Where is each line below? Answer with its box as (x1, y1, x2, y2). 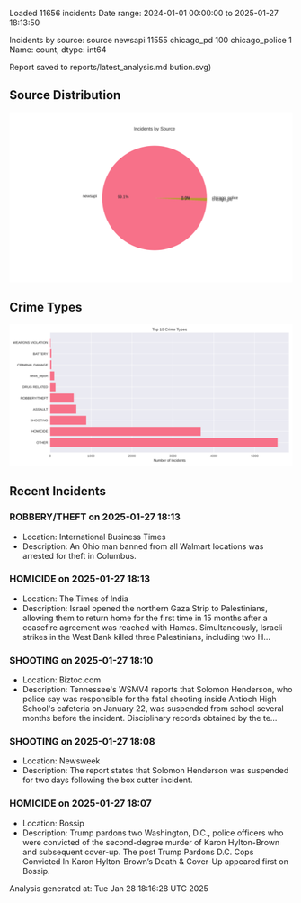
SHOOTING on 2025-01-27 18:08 (9, 736, 155, 748)
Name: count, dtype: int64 (9, 44, 107, 55)
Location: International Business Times (22, 531, 166, 542)
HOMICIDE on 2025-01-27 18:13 (9, 573, 151, 585)
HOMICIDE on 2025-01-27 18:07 (9, 797, 153, 809)
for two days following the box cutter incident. (22, 774, 193, 786)
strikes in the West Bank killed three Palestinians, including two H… (22, 631, 271, 642)
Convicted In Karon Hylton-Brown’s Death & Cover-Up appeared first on (22, 855, 289, 867)
